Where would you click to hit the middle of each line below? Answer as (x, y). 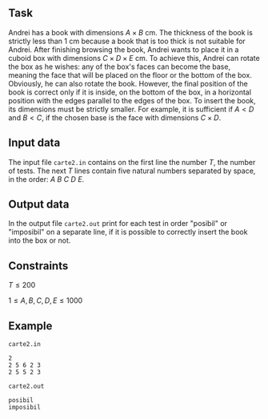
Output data (39, 205)
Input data (34, 143)
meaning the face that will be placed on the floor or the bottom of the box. (130, 75)
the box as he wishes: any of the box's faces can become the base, (119, 66)
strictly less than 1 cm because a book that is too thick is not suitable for (127, 41)
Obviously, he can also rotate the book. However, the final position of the (128, 83)
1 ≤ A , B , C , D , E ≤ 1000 (46, 300)
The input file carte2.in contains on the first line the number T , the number (132, 162)
